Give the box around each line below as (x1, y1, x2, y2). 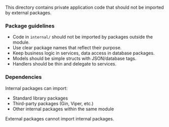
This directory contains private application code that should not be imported (5, 5, 164, 10)
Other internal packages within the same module (12, 106, 114, 112)
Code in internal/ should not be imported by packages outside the (12, 34, 153, 40)
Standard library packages (12, 95, 68, 101)
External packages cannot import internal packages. (5, 115, 114, 121)
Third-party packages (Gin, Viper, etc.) (12, 100, 94, 106)
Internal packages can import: (5, 85, 68, 91)
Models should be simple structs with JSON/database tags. (12, 55, 137, 61)
